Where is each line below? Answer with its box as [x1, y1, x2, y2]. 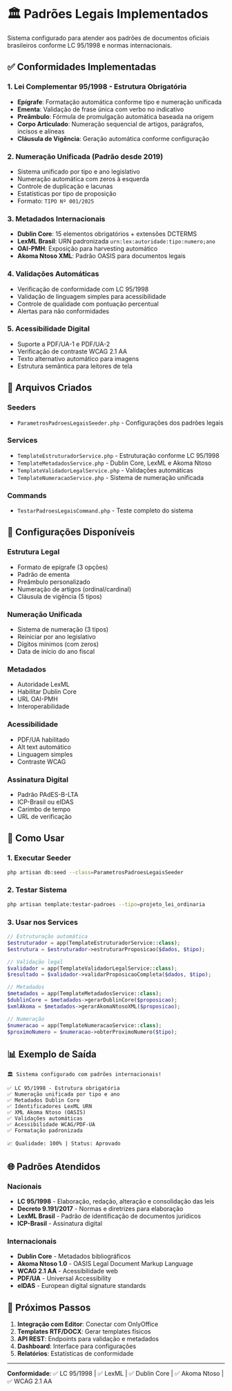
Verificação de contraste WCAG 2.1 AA [17, 347, 128, 356]
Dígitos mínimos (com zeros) [17, 640, 99, 648]
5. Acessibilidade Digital [7, 324, 90, 333]
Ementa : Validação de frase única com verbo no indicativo [17, 105, 184, 113]
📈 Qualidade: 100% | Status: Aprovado [7, 1140, 121, 1148]
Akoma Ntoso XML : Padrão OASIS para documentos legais [17, 252, 186, 260]
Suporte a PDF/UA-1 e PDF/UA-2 [17, 340, 110, 348]
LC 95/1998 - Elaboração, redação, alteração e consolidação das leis [17, 1197, 215, 1205]
